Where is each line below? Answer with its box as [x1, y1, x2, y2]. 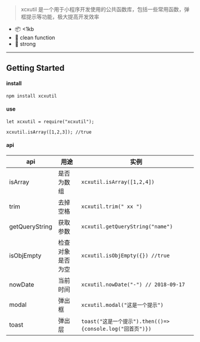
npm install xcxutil [6, 93, 58, 99]
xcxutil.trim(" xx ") [81, 203, 143, 210]
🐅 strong [14, 40, 36, 47]
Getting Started [6, 63, 65, 73]
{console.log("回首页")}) [81, 325, 152, 332]
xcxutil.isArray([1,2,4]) [81, 178, 155, 185]
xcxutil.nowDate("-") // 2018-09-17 [81, 281, 186, 288]
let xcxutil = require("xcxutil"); [6, 118, 95, 124]
